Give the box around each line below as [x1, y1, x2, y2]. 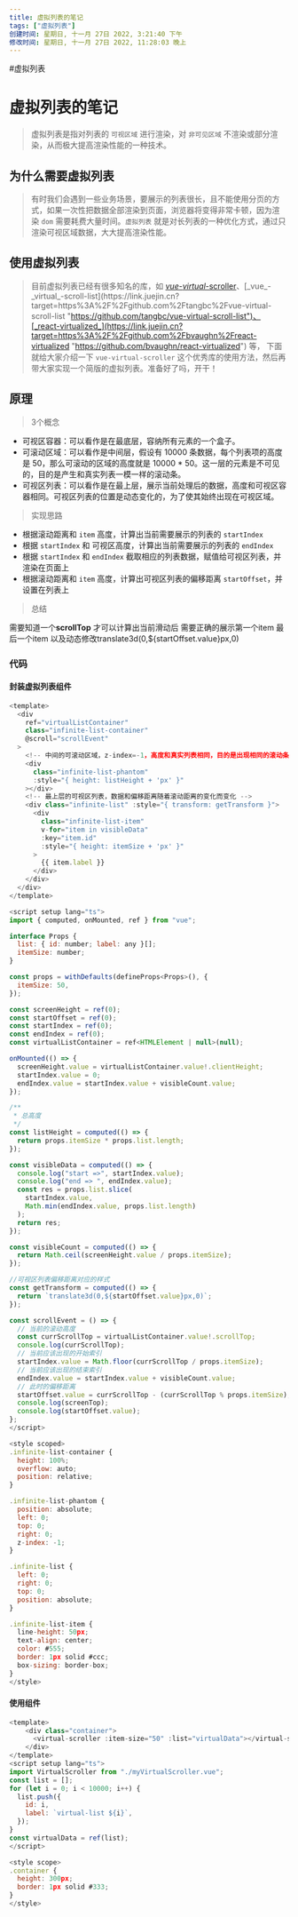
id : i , [25, 1801, 50, 1810]
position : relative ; [17, 1472, 93, 1482]
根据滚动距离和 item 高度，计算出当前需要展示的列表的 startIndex [21, 529, 263, 539]
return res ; [17, 1218, 62, 1227]
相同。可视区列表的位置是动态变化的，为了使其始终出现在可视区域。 [29, 490, 279, 502]
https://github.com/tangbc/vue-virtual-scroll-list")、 [70, 310, 262, 321]
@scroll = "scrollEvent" [25, 735, 109, 744]
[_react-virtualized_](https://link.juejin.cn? [30, 321, 184, 331]
